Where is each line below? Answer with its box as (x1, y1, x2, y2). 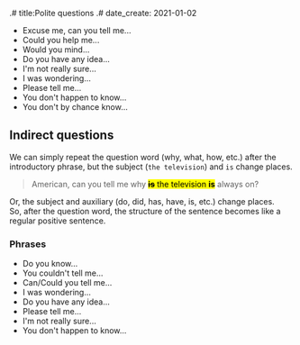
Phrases (9, 238, 47, 250)
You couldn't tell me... (22, 268, 104, 278)
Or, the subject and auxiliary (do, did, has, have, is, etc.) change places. (9, 195, 275, 206)
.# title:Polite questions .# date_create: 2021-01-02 (9, 8, 197, 18)
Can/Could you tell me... (22, 277, 113, 288)
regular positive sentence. (9, 215, 106, 226)
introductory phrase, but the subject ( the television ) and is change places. (9, 161, 293, 172)
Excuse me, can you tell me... (22, 25, 132, 35)
